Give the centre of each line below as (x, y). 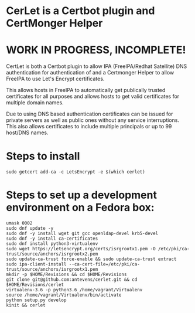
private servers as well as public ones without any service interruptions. (93, 120)
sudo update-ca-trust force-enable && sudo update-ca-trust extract (91, 259)
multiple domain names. (35, 103)
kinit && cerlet (26, 305)
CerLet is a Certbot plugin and (81, 11)
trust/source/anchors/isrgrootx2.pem (52, 254)
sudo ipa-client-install (36, 264)
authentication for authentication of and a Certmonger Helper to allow (90, 73)
